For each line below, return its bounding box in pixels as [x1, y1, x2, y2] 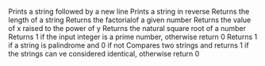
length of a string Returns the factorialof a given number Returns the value [8, 15, 252, 25]
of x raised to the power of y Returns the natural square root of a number [8, 24, 247, 33]
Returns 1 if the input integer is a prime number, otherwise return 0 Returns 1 [8, 32, 258, 41]
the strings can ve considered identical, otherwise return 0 [8, 49, 200, 58]
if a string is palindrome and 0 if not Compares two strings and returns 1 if [8, 41, 249, 50]
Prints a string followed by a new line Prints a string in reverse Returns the [8, 7, 250, 16]
